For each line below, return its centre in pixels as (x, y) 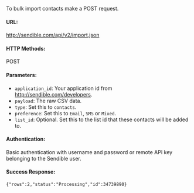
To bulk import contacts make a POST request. (62, 9)
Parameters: (21, 75)
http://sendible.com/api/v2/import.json (53, 35)
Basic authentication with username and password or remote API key (89, 152)
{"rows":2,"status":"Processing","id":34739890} (67, 185)
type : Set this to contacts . (45, 107)
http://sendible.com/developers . (53, 94)
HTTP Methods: (26, 48)
